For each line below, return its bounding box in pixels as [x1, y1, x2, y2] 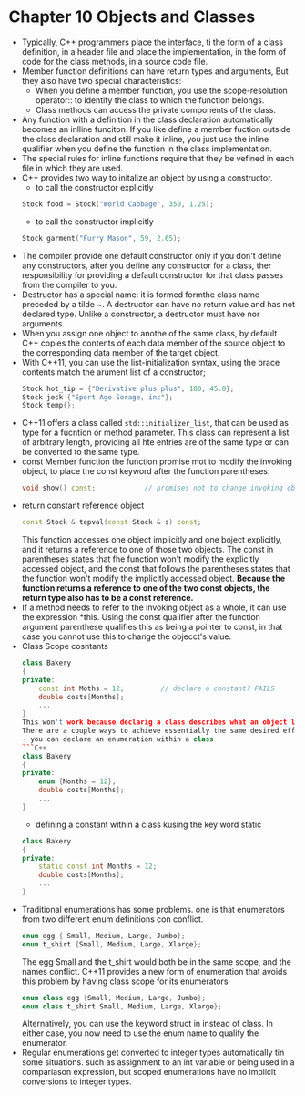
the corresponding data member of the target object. [21, 346, 220, 357]
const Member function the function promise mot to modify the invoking [21, 456, 292, 467]
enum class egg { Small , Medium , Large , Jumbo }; [21, 993, 207, 1002]
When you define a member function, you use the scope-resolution [35, 85, 288, 96]
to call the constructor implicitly [35, 216, 154, 227]
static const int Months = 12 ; [38, 862, 158, 872]
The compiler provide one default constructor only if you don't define [21, 250, 282, 261]
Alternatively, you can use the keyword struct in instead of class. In [21, 1018, 274, 1029]
